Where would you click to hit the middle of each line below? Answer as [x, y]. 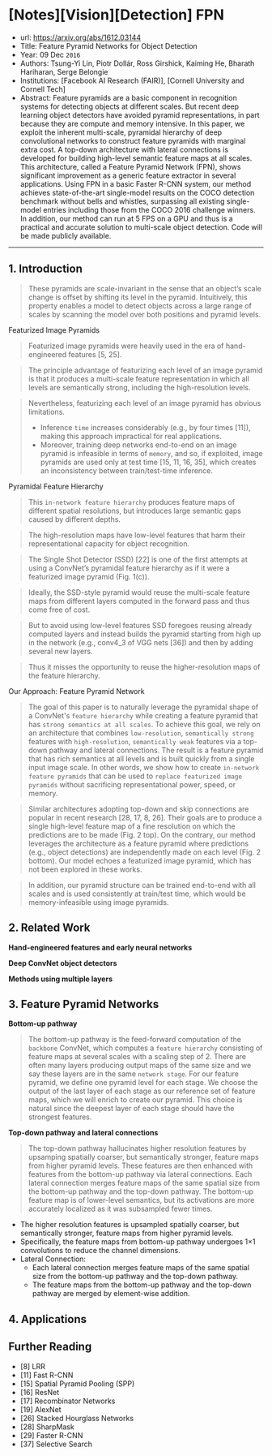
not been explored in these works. [85, 869]
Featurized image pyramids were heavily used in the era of [126, 346]
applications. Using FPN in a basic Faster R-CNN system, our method [136, 183]
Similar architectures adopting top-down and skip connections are [138, 808]
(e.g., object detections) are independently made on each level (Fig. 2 [144, 852]
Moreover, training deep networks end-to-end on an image [138, 445]
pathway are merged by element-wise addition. [111, 1294]
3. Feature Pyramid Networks [84, 1004]
